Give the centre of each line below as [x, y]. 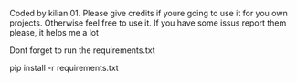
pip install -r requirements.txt [64, 68]
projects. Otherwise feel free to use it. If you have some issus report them [148, 23]
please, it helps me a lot [54, 32]
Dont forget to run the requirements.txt [82, 50]
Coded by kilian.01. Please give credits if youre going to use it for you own [148, 13]
